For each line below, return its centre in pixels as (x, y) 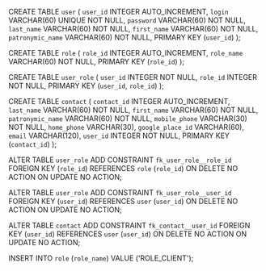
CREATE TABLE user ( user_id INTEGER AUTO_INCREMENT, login (118, 12)
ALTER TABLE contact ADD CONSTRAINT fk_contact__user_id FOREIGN (129, 225)
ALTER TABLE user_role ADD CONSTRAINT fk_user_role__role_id (120, 160)
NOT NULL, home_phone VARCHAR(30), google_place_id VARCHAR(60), (127, 127)
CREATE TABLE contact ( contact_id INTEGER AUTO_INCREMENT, (119, 101)
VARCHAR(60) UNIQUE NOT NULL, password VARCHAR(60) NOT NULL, (127, 20)
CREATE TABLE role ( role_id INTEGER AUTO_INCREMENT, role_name (126, 53)
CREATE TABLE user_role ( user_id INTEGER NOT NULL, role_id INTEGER (133, 77)
